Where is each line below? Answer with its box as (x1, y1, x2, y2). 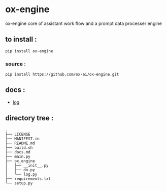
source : (5, 60, 26, 67)
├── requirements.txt (5, 176, 51, 181)
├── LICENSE (5, 132, 30, 137)
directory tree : (5, 114, 54, 122)
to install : (5, 35, 37, 44)
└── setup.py (5, 180, 33, 186)
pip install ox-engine (5, 48, 53, 54)
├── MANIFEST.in (5, 136, 40, 141)
